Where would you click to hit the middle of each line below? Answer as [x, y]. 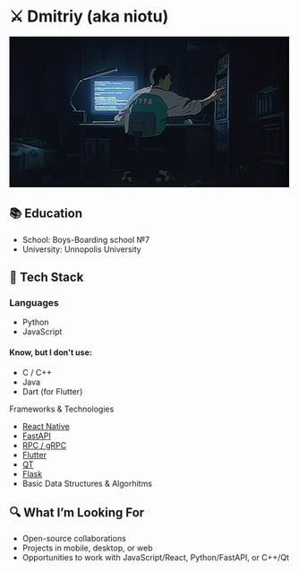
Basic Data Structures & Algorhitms [87, 483]
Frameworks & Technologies [62, 409]
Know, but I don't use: [51, 352]
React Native [46, 426]
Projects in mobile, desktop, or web [87, 548]
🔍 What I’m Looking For [77, 513]
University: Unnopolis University [81, 249]
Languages [34, 303]
